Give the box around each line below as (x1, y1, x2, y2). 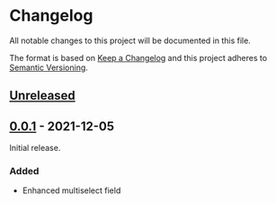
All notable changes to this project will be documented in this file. (9, 35, 252, 46)
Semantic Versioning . (9, 62, 88, 73)
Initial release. (9, 143, 61, 154)
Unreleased (9, 88, 76, 103)
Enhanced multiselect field (22, 185, 121, 196)
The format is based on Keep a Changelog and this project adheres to (9, 52, 268, 63)
